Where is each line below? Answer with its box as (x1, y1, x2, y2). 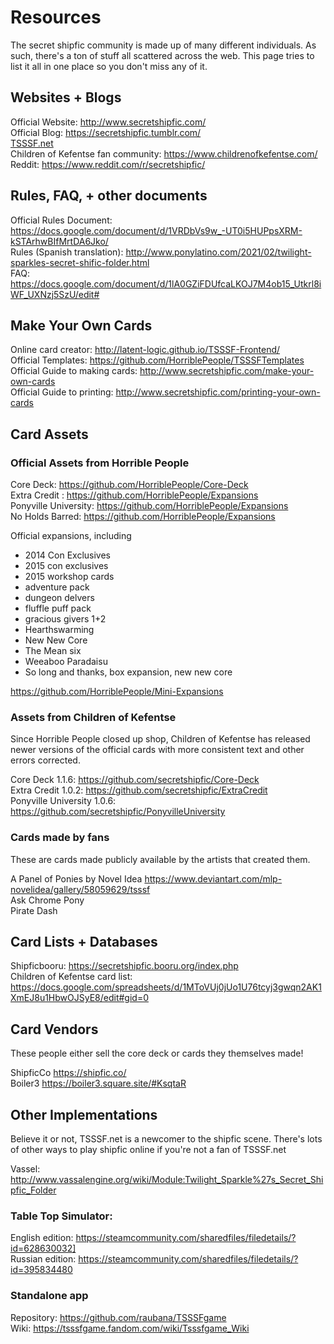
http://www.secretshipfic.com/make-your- (139, 365, 315, 377)
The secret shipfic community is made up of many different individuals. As (10, 39, 317, 51)
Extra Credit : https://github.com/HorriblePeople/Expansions (10, 489, 259, 501)
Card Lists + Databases (10, 934, 158, 951)
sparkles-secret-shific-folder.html (10, 256, 150, 268)
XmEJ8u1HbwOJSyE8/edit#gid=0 (10, 992, 149, 1004)
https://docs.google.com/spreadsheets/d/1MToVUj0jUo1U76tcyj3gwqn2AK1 (10, 981, 322, 993)
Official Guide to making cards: (10, 365, 138, 377)
